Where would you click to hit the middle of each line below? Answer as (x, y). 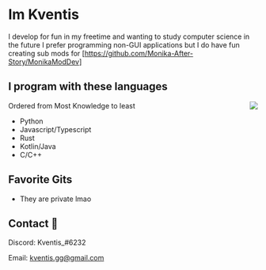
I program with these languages (88, 87)
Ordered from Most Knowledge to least (72, 105)
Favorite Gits (40, 180)
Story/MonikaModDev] (45, 62)
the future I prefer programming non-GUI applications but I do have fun (124, 44)
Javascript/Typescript (55, 129)
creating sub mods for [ (47, 53)
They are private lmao (55, 199)
